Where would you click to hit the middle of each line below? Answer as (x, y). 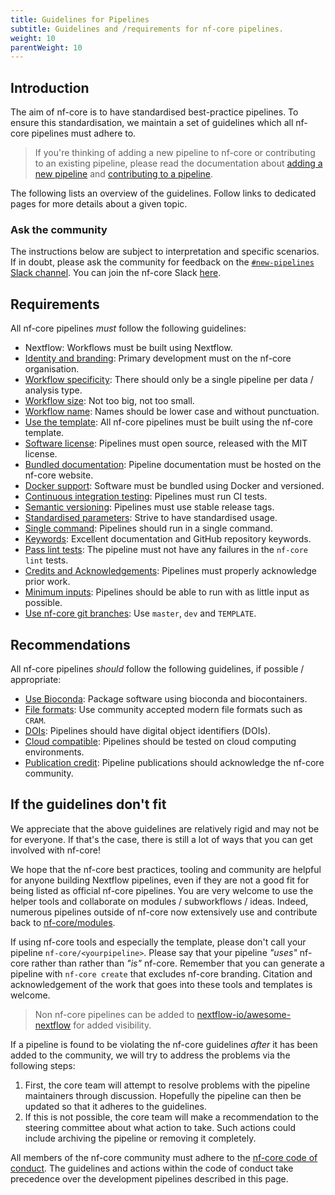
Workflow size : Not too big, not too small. (109, 401)
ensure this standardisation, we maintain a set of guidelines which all (152, 123)
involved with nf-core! (55, 850)
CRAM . (35, 720)
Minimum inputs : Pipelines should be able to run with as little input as (167, 592)
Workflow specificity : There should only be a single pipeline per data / (169, 380)
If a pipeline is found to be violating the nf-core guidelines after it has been (164, 1044)
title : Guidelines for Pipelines (80, 19)
